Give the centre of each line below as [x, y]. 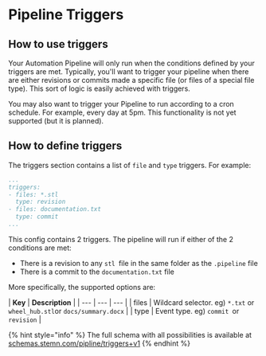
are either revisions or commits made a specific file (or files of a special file [131, 80]
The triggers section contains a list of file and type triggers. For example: [130, 165]
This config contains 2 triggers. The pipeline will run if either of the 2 [121, 239]
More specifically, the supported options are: [82, 287]
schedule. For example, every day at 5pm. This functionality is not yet [122, 112]
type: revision [41, 202]
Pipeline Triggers [66, 15]
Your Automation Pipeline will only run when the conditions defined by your [131, 63]
